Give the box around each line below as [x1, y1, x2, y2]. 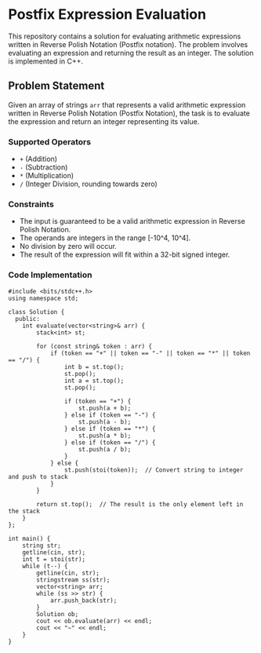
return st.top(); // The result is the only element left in [36, 500, 244, 508]
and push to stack [8, 472, 68, 480]
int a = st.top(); [63, 377, 125, 385]
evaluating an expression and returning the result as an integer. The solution [8, 48, 254, 57]
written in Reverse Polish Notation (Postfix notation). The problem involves [8, 39, 248, 49]
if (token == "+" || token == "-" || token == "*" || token [49, 349, 251, 357]
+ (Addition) [19, 155, 57, 164]
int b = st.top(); [63, 363, 125, 370]
